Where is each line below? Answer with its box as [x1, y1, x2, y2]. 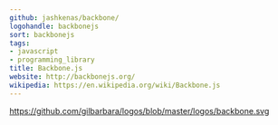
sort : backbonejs [9, 30, 75, 39]
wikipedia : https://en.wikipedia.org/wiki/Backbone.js [9, 81, 221, 90]
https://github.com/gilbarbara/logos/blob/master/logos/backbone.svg [9, 105, 270, 116]
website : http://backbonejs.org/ [9, 72, 136, 82]
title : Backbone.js [9, 64, 83, 73]
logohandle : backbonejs [9, 22, 100, 31]
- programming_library [9, 55, 95, 64]
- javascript [9, 47, 59, 56]
